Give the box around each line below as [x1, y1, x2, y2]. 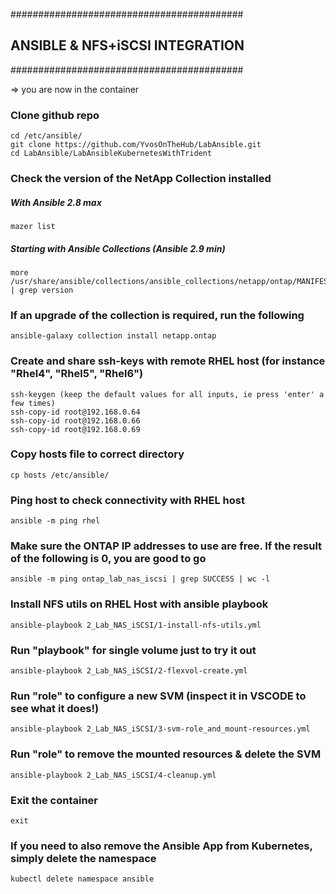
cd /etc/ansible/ [10, 131, 83, 141]
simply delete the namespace [10, 851, 157, 865]
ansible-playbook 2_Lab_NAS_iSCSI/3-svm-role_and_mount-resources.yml [10, 724, 311, 734]
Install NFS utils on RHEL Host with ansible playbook [10, 597, 269, 611]
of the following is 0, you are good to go [10, 552, 207, 566]
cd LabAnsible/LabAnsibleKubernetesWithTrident [10, 149, 213, 159]
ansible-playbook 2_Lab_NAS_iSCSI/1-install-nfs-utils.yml [10, 620, 262, 630]
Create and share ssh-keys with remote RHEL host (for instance [10, 354, 326, 368]
